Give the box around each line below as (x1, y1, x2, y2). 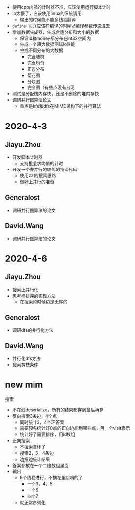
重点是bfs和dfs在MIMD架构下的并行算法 (19, 103, 101, 109)
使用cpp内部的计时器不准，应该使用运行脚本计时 (12, 4, 111, 10)
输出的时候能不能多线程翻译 (19, 17, 76, 22)
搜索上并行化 (12, 286, 38, 293)
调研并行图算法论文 (12, 97, 52, 103)
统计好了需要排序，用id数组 (19, 431, 75, 437)
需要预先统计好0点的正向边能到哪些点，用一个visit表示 (19, 425, 131, 431)
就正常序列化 (19, 500, 46, 506)
